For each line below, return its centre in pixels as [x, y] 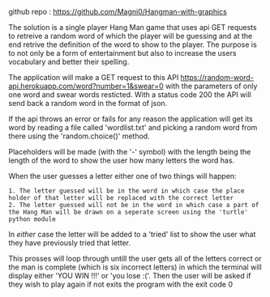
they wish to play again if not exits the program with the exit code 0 [121, 284]
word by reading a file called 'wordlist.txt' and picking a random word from [133, 127]
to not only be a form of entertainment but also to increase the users [122, 53]
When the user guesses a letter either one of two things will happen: [122, 176]
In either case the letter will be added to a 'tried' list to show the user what [132, 234]
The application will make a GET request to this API [94, 77]
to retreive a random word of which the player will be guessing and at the [131, 36]
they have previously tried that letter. [70, 243]
